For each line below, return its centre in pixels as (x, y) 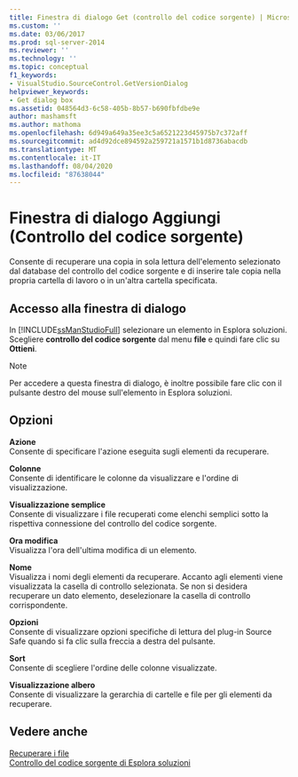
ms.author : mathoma (45, 125)
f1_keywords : (33, 75)
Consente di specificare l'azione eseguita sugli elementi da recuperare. (139, 451)
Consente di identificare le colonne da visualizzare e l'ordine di (124, 478)
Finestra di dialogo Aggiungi (115, 218)
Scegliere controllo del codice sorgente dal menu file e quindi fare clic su (145, 339)
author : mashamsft (43, 116)
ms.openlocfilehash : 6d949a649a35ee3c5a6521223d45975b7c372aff (129, 133)
